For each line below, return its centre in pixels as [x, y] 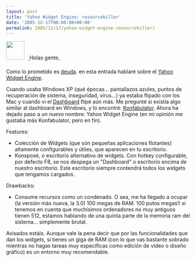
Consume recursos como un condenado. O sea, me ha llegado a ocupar [101, 197]
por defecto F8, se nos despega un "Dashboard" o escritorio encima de [100, 162]
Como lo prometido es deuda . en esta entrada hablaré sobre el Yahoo [90, 72]
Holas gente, [44, 58]
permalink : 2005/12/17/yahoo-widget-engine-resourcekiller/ [81, 28]
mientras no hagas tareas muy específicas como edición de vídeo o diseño [96, 246]
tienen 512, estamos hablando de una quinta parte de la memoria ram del [102, 216]
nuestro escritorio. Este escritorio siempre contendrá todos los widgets [100, 168]
